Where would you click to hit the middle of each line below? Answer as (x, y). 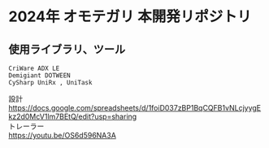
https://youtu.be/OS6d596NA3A (62, 135)
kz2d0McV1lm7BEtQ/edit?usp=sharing (73, 116)
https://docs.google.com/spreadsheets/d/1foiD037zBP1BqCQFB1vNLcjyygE (135, 108)
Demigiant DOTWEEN (39, 76)
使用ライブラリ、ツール (67, 49)
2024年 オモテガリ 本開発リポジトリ (130, 17)
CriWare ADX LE (34, 68)
